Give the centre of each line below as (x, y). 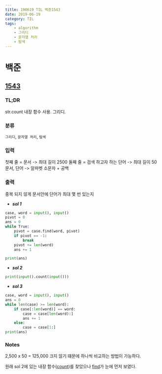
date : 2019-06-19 (23, 14)
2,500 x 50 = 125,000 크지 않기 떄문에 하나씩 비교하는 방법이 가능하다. (73, 356)
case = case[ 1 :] (39, 328)
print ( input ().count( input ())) (37, 277)
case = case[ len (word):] (48, 314)
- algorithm (26, 28)
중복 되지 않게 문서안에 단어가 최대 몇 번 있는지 (50, 194)
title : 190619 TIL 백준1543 (33, 10)
